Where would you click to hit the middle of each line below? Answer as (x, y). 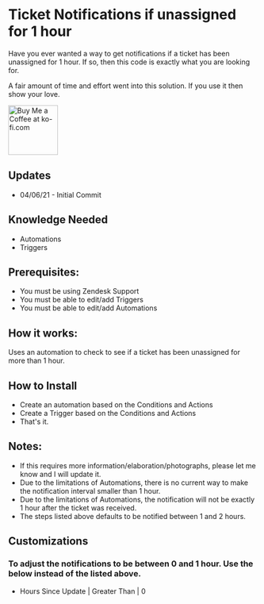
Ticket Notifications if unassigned (122, 15)
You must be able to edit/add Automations (88, 308)
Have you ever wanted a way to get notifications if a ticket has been (119, 53)
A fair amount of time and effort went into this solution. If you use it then (126, 86)
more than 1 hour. (36, 361)
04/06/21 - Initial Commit (60, 194)
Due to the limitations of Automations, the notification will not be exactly (137, 499)
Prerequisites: (44, 272)
